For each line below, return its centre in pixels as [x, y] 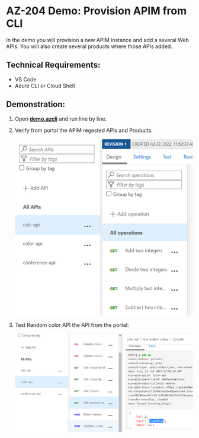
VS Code [25, 79]
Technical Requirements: [53, 65]
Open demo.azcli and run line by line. [61, 119]
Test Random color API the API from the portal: [72, 324]
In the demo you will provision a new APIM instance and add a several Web [98, 40]
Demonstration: [36, 104]
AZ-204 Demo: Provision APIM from [97, 11]
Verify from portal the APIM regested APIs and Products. [84, 130]
